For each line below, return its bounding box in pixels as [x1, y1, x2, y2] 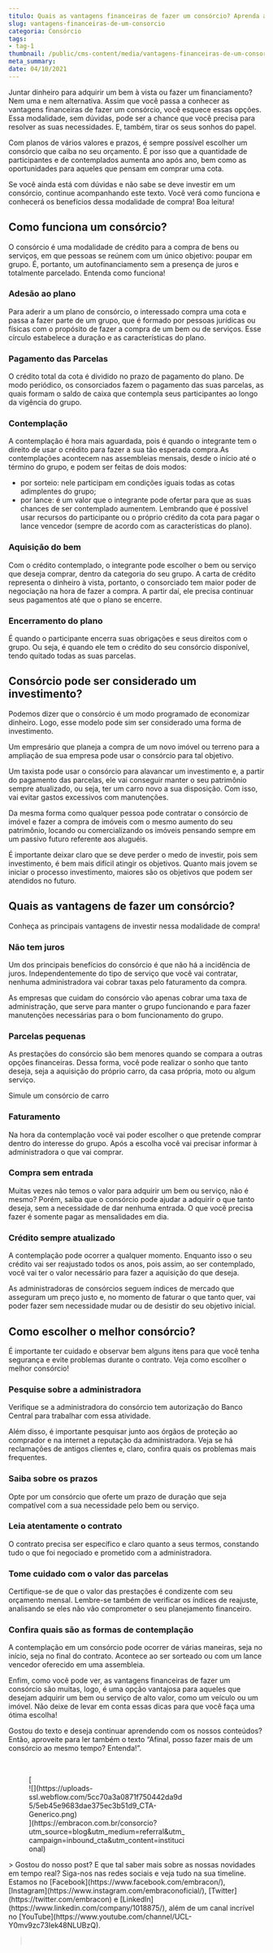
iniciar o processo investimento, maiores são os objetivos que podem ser [8, 867, 253, 876]
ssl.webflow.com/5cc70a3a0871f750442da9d [28, 1793, 183, 1802]
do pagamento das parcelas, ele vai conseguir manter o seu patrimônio [8, 775, 247, 784]
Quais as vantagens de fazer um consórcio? [8, 899, 236, 913]
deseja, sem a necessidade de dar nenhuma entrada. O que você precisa [8, 1203, 253, 1213]
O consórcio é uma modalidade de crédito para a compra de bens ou [8, 242, 240, 252]
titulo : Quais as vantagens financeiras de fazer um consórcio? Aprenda [8, 11, 260, 20]
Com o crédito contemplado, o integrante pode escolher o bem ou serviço [8, 560, 257, 570]
